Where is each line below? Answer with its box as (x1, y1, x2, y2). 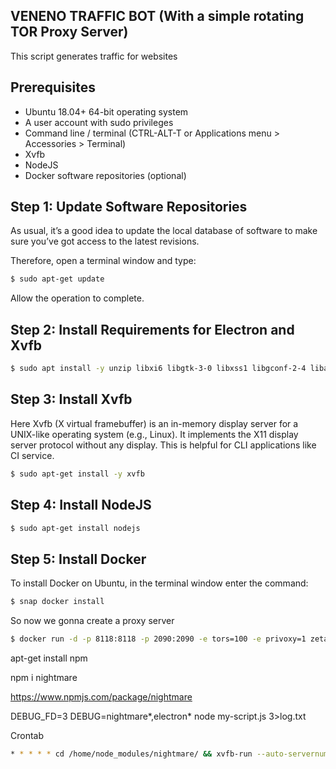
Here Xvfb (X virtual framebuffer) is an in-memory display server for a (10, 417, 299, 429)
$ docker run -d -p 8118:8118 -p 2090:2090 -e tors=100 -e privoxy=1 (10, 634, 307, 644)
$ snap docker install (10, 597, 105, 607)
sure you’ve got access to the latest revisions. (10, 235, 200, 248)
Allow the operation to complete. (10, 292, 145, 304)
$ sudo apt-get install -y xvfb (10, 469, 145, 479)
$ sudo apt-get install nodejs (10, 523, 141, 533)
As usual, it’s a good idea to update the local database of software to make (10, 225, 318, 237)
